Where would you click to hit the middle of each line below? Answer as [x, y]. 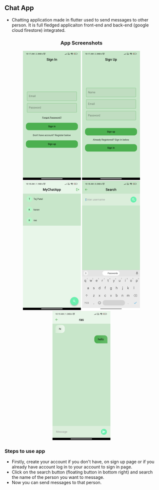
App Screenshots [81, 43]
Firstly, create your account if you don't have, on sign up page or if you [83, 462]
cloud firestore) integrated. [39, 30]
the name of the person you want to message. [58, 477]
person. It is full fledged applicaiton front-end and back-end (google [80, 25]
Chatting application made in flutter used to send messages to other [80, 20]
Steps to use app [25, 451]
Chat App [19, 8]
